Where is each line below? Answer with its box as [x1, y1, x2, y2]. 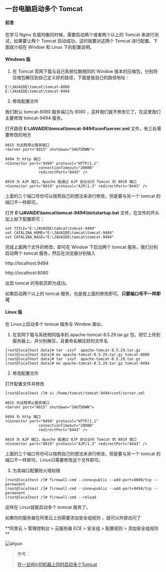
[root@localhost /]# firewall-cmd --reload [5, 495, 97, 500]
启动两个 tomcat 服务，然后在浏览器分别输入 [5, 250, 96, 256]
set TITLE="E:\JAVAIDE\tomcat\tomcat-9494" [5, 226, 97, 231]
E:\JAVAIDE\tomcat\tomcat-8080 [5, 84, 70, 90]
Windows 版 [5, 56, 31, 62]
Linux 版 [5, 309, 22, 315]
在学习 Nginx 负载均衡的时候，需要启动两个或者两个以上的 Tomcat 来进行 [5, 31, 155, 37]
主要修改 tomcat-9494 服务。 [5, 115, 65, 121]
